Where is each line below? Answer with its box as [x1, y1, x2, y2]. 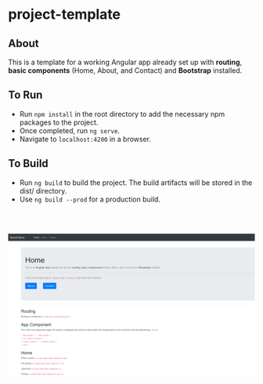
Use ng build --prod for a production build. [19, 194, 160, 204]
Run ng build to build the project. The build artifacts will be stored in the [19, 178, 253, 187]
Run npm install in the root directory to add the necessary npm [19, 109, 225, 118]
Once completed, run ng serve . [19, 125, 120, 135]
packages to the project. [19, 118, 99, 127]
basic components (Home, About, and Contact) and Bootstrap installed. [8, 66, 243, 75]
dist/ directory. [19, 186, 67, 195]
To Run [8, 89, 43, 102]
